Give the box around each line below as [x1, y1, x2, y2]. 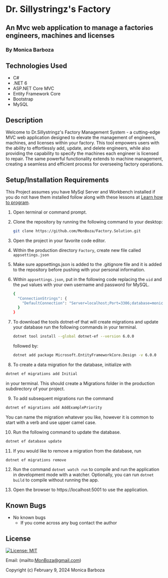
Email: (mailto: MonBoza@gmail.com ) [5, 557, 81, 563]
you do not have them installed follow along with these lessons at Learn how [5, 194, 163, 200]
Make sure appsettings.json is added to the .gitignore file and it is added [12, 261, 162, 267]
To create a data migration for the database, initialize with [12, 361, 131, 367]
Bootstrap [12, 96, 33, 102]
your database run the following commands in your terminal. [12, 324, 137, 330]
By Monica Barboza [5, 46, 54, 53]
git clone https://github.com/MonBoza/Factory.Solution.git [12, 228, 141, 233]
